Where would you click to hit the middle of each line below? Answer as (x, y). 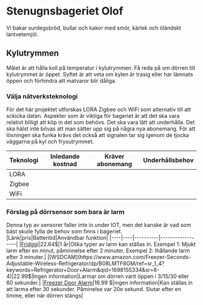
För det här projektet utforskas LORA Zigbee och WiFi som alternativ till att (99, 109)
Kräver (115, 156)
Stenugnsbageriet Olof (65, 11)
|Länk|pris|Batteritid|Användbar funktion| (57, 238)
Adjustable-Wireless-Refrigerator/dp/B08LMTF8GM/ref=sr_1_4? (85, 263)
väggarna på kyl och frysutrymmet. (50, 142)
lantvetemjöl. (22, 34)
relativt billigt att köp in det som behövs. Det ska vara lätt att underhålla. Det (101, 123)
